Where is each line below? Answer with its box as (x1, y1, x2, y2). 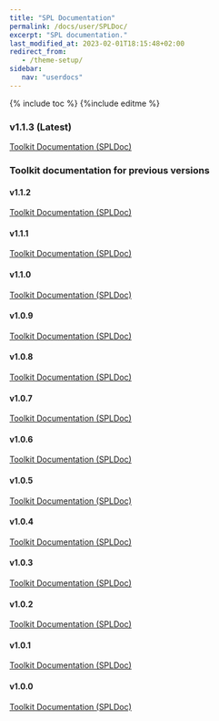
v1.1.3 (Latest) (9, 120, 73, 133)
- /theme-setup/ (21, 56, 84, 65)
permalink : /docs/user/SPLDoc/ (9, 22, 128, 31)
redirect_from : (9, 47, 67, 57)
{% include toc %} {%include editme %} (9, 98, 161, 109)
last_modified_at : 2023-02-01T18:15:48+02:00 (9, 38, 184, 48)
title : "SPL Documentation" (9, 13, 116, 23)
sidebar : (9, 65, 43, 74)
